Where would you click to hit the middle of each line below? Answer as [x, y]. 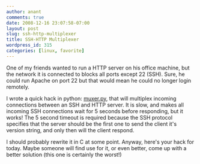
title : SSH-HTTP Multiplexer [43, 40]
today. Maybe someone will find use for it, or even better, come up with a [96, 148]
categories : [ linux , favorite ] [45, 51]
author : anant [24, 12]
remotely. [18, 87]
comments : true [25, 17]
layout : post [23, 28]
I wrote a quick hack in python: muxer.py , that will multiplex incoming [91, 98]
